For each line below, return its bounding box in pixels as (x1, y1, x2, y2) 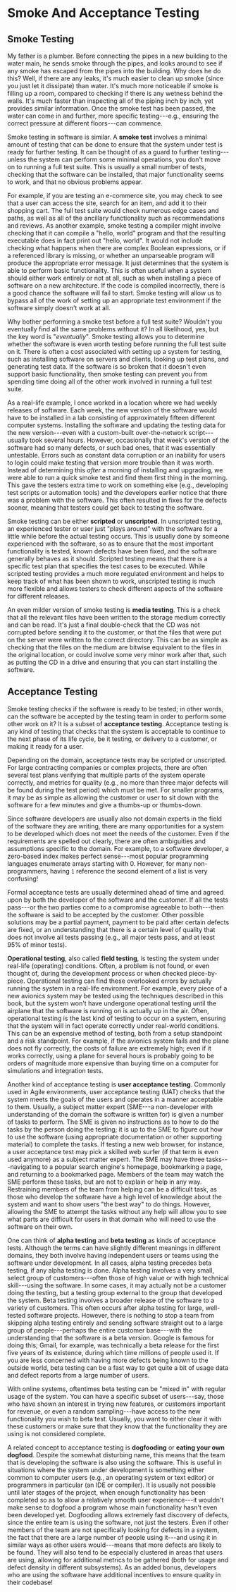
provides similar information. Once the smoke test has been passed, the (7, 104, 216, 112)
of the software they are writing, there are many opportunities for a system (7, 821, 224, 830)
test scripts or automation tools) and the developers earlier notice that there (7, 489, 228, 496)
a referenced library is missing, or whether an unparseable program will (7, 252, 215, 259)
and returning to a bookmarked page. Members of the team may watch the (7, 1170, 224, 1178)
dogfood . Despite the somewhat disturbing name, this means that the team (7, 1450, 225, 1459)
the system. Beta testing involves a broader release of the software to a (7, 1296, 215, 1304)
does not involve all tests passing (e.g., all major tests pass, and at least (7, 933, 216, 941)
